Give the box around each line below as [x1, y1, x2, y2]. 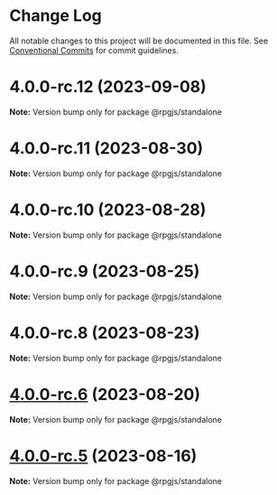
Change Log [9, 5, 102, 26]
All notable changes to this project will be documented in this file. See [9, 35, 269, 46]
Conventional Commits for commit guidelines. [9, 44, 179, 55]
